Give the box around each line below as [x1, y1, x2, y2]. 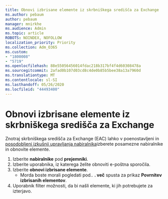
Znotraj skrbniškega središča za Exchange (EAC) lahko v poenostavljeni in [5, 136, 159, 142]
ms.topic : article [5, 31, 44, 36]
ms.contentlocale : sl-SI [5, 77, 58, 82]
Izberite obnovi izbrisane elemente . [12, 167, 88, 173]
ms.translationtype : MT [5, 73, 55, 78]
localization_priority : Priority [5, 40, 76, 45]
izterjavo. [12, 188, 32, 194]
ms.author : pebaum [5, 12, 44, 17]
